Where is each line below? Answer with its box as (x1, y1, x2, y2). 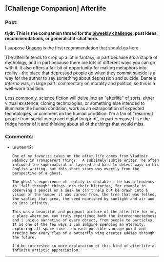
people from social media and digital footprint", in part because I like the (5, 115, 150, 122)
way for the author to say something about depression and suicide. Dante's (5, 75, 156, 81)
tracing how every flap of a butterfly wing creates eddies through (12, 230, 155, 236)
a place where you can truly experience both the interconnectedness (12, 213, 157, 218)
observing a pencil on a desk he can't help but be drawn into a (12, 188, 148, 193)
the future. (12, 235, 37, 240)
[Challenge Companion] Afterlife (5, 4, 106, 13)
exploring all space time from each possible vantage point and (12, 226, 146, 231)
